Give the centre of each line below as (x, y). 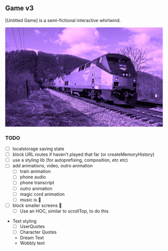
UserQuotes (32, 226)
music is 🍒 (30, 199)
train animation (35, 171)
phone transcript (37, 183)
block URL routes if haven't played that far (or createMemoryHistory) (83, 154)
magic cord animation (42, 194)
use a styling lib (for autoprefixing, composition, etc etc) (70, 160)
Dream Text (32, 237)
